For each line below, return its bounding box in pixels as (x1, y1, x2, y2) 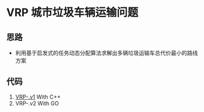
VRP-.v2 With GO (15, 99, 59, 107)
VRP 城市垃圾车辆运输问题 (6, 6, 139, 20)
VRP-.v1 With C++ (15, 93, 61, 100)
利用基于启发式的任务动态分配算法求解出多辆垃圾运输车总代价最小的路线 (15, 50, 198, 56)
